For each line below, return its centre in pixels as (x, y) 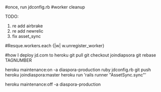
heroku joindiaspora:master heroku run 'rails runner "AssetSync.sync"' (76, 75)
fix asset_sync (27, 36)
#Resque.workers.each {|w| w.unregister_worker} (55, 46)
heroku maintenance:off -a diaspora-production (53, 84)
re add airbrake (27, 26)
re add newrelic (28, 31)
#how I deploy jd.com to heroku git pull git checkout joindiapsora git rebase (81, 55)
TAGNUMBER (18, 60)
